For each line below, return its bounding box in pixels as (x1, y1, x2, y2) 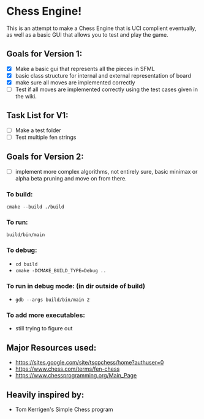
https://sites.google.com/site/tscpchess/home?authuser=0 (15, 359, 164, 366)
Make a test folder (15, 127, 61, 134)
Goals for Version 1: (6, 49, 83, 59)
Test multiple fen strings (15, 133, 77, 141)
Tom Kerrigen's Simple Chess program (15, 406, 113, 413)
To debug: (6, 246, 37, 254)
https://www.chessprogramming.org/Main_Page (15, 372, 137, 379)
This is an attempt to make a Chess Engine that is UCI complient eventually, (6, 24, 197, 32)
